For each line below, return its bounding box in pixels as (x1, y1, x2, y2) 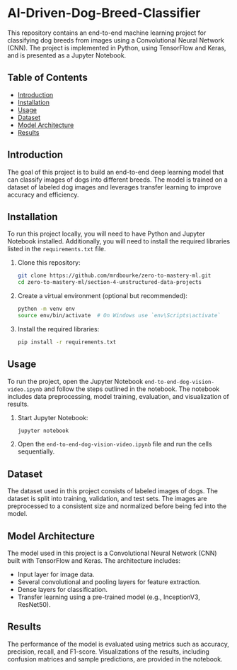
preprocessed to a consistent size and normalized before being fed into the (7, 502, 227, 510)
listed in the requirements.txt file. (7, 245, 106, 253)
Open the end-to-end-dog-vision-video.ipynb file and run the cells (17, 440, 212, 449)
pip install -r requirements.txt (17, 339, 117, 346)
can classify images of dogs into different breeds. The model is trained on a (7, 175, 228, 184)
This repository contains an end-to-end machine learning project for (7, 28, 207, 37)
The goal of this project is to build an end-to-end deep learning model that (7, 167, 224, 176)
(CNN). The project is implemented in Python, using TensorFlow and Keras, (7, 43, 226, 52)
